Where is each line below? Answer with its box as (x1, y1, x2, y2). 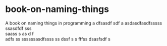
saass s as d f (5, 30, 34, 36)
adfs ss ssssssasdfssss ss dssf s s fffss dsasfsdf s (5, 36, 111, 42)
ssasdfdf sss (5, 25, 32, 31)
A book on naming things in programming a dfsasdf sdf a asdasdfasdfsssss (5, 20, 162, 26)
